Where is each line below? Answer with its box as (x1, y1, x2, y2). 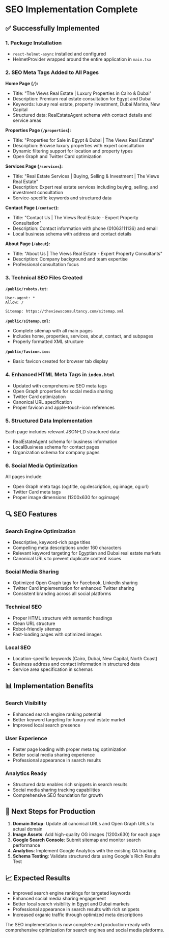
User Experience (5, 735, 47, 742)
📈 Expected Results (5, 874, 70, 882)
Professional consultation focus (12, 262, 79, 268)
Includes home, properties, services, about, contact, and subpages (12, 333, 154, 340)
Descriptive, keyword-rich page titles (12, 539, 91, 545)
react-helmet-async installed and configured (12, 50, 106, 57)
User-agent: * (5, 296, 36, 301)
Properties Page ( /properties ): (5, 127, 71, 134)
